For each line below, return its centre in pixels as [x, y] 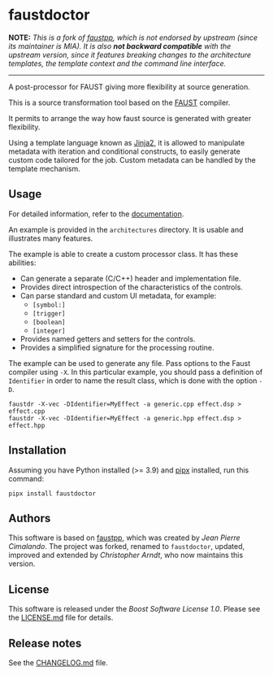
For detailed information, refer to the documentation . [96, 214]
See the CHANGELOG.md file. [58, 663]
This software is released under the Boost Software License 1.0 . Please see [134, 609]
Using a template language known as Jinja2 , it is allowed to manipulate [127, 142]
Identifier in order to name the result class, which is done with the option [133, 381]
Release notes [45, 643]
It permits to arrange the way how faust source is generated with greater [130, 118]
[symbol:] [49, 305]
